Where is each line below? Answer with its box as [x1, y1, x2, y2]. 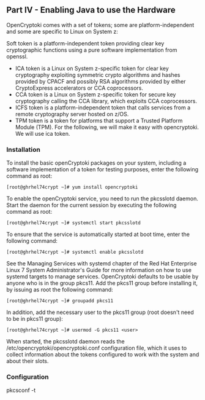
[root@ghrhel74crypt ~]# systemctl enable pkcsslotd [6, 249, 144, 256]
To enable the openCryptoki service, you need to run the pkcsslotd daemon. [6, 195, 199, 202]
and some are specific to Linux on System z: [6, 28, 118, 35]
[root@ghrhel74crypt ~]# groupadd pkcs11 [6, 298, 114, 304]
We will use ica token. [15, 130, 70, 137]
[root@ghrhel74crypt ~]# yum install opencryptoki [6, 184, 138, 190]
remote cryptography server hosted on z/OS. [15, 110, 129, 117]
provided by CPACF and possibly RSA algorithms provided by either [15, 77, 186, 85]
